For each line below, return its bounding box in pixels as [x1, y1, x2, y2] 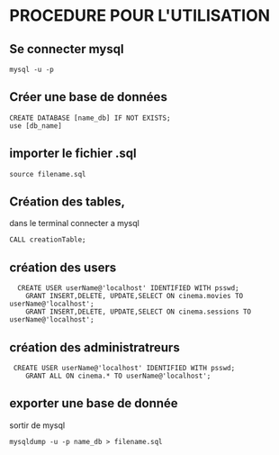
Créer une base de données [9, 89, 168, 105]
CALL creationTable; [9, 235, 87, 244]
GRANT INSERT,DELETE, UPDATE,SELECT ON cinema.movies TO [25, 292, 244, 301]
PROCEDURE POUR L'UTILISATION [9, 5, 271, 26]
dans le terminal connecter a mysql [9, 218, 139, 229]
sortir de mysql [9, 420, 66, 431]
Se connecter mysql [9, 41, 124, 57]
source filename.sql [9, 169, 87, 178]
